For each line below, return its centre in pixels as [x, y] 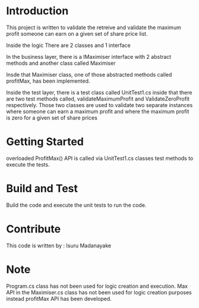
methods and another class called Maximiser [61, 63]
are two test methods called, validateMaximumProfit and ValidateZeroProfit [98, 99]
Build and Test [42, 189]
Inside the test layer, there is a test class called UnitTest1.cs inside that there [99, 92]
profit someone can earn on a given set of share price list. [77, 33]
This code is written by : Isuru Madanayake [59, 246]
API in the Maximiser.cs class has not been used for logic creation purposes [99, 292]
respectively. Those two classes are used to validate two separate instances [99, 105]
